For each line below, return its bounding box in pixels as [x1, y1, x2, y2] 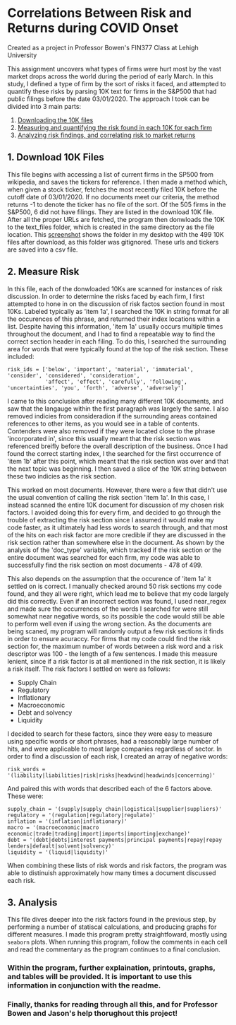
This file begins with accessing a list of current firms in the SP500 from [7, 170, 213, 178]
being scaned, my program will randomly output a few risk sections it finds [7, 627, 224, 635]
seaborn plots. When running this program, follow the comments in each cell [7, 938, 228, 947]
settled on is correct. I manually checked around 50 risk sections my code [7, 582, 222, 590]
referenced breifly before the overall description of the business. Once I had [7, 442, 228, 450]
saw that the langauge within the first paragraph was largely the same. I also [7, 404, 229, 413]
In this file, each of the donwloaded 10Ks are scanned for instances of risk [7, 284, 223, 293]
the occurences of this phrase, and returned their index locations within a [7, 315, 221, 323]
